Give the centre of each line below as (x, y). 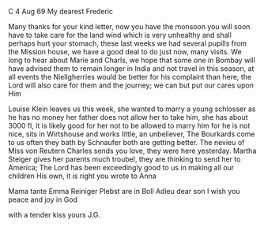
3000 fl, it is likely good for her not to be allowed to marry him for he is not (129, 126)
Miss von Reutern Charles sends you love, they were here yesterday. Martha (132, 151)
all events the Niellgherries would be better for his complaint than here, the (130, 77)
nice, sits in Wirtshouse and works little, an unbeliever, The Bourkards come (132, 134)
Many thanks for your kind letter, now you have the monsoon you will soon (129, 26)
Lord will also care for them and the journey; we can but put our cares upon (131, 85)
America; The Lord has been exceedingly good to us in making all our (121, 167)
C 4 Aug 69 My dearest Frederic (60, 11)
